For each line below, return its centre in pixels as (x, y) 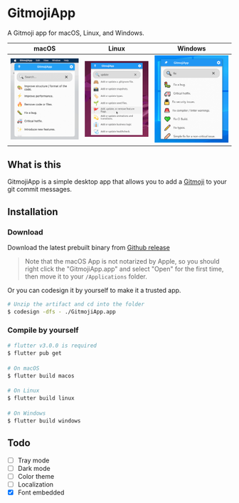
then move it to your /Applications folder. (86, 276)
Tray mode (33, 460)
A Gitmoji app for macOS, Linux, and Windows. (76, 33)
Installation (33, 212)
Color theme (36, 476)
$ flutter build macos (41, 375)
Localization (36, 484)
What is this (34, 165)
